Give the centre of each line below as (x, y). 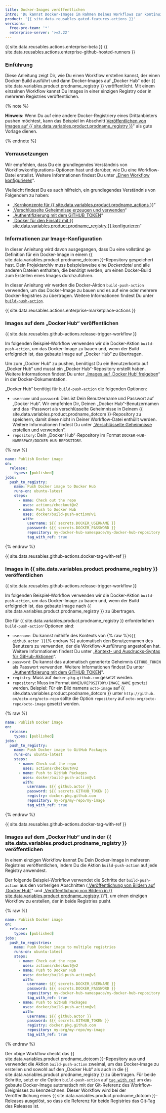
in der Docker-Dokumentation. (36, 379)
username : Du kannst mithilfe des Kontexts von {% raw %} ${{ (74, 636)
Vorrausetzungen (27, 154)
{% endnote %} (21, 141)
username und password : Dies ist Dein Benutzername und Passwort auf (83, 399)
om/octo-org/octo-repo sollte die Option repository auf (68, 699)
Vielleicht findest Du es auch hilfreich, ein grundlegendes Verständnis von (80, 190)
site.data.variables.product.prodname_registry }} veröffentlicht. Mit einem (80, 86)
